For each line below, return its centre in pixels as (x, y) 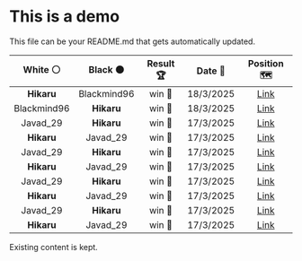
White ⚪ (42, 69)
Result (161, 63)
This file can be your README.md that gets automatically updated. (133, 41)
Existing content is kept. (54, 247)
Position (266, 63)
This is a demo (64, 17)
